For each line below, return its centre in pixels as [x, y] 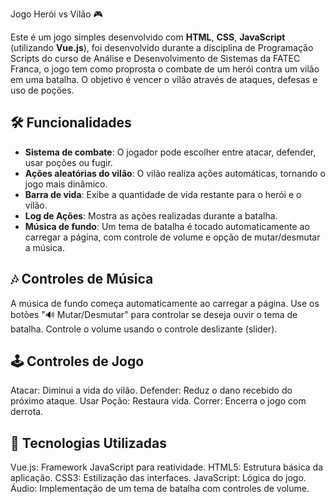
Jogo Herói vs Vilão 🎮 [56, 14]
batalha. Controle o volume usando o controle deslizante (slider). [144, 329]
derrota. [27, 412]
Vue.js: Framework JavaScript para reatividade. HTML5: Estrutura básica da [166, 467]
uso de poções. [42, 90]
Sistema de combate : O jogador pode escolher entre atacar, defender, [170, 152]
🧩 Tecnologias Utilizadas [88, 443]
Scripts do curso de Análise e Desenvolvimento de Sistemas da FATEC [155, 58]
